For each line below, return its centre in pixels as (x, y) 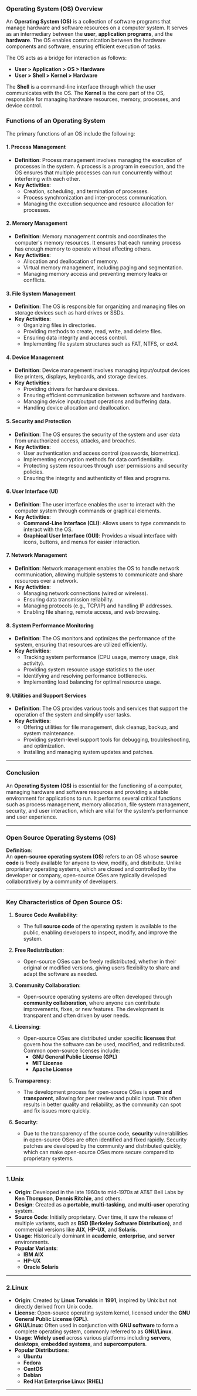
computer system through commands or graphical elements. (88, 511)
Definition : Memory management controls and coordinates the (90, 236)
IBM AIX (33, 1254)
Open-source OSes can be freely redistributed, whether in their (100, 962)
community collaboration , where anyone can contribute (91, 1003)
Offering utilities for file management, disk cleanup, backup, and (101, 727)
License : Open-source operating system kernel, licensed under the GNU (102, 1313)
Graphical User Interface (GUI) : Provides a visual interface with (100, 535)
